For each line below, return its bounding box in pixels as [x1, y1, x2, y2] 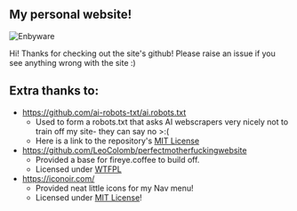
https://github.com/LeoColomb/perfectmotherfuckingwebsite [21, 144, 247, 155]
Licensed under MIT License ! [35, 191, 142, 203]
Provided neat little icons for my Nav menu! [35, 183, 194, 193]
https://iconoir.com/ [21, 173, 95, 183]
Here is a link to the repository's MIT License [35, 135, 200, 146]
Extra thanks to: [9, 84, 100, 99]
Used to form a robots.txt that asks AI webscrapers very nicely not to [35, 116, 289, 127]
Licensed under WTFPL [35, 164, 122, 174]
